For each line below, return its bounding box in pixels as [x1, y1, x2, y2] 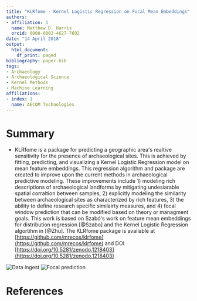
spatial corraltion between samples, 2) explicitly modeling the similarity [14, 190, 186, 197]
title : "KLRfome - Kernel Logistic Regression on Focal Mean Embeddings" [6, 8, 191, 15]
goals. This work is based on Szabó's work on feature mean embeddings [14, 215, 191, 222]
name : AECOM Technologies [11, 101, 75, 108]
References [6, 285, 63, 297]
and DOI [104, 240, 125, 247]
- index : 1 [6, 96, 33, 102]
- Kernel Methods [6, 80, 49, 86]
